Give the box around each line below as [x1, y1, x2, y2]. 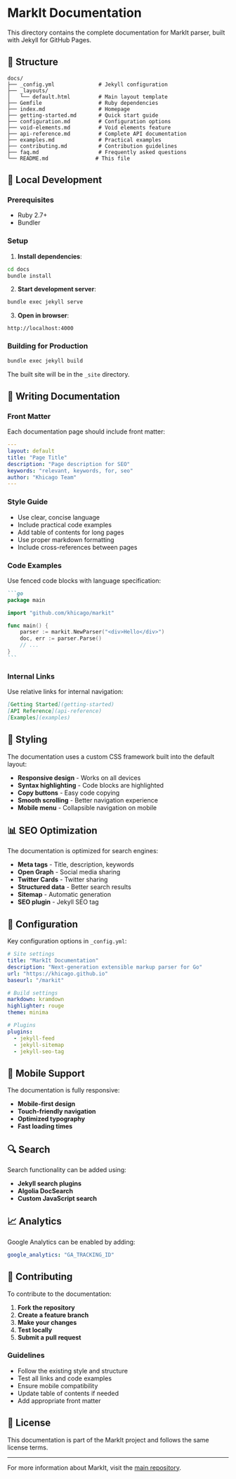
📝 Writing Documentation [7, 390, 121, 402]
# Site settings [7, 950, 55, 958]
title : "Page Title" [7, 454, 68, 461]
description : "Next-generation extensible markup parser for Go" [7, 963, 202, 971]
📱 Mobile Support [7, 1067, 86, 1079]
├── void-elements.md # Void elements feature [7, 124, 171, 131]
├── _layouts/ [7, 87, 49, 94]
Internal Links [7, 671, 55, 681]
